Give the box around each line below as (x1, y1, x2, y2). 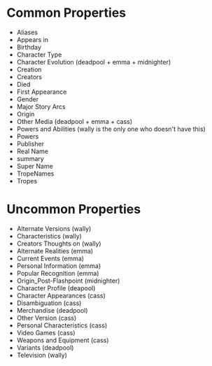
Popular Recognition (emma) (16, 269, 99, 277)
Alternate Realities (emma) (16, 246, 94, 255)
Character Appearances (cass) (16, 291, 106, 300)
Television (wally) (16, 351, 68, 359)
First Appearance (16, 87, 67, 96)
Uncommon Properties (6, 202, 141, 218)
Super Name (16, 162, 53, 170)
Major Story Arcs (16, 102, 66, 111)
